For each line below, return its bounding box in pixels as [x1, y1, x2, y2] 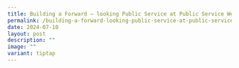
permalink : [7, 17, 40, 24]
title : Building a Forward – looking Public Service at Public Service [7, 10, 224, 18]
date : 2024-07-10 [7, 23, 59, 30]
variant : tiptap [7, 50, 55, 57]
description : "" [7, 37, 55, 44]
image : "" [7, 43, 37, 50]
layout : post [7, 30, 46, 38]
